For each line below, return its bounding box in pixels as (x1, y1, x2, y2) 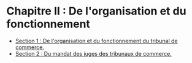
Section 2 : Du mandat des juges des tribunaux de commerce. (15, 50, 172, 57)
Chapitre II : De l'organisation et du (6, 4, 186, 18)
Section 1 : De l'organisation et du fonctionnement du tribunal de (15, 37, 178, 44)
